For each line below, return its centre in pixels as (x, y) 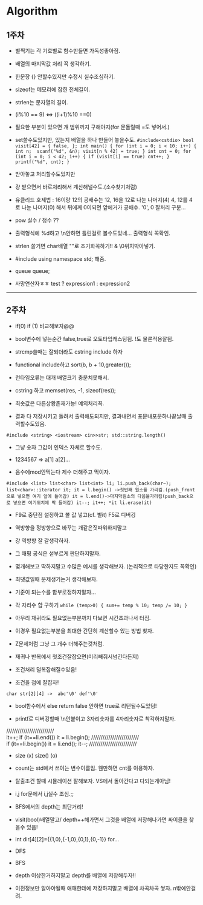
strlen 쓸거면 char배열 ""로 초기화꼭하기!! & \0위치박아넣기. (85, 246)
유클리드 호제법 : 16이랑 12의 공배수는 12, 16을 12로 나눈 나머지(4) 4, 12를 (101, 200)
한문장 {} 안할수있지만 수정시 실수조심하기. (65, 76)
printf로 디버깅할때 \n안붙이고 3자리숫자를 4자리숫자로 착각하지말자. (95, 718)
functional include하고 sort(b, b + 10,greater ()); (73, 365)
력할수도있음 (30, 423)
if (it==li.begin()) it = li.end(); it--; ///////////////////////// (72, 744)
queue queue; (32, 271)
